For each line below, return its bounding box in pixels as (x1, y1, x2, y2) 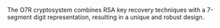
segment (7, 13, 32, 21)
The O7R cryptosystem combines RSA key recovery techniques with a (7, 6, 206, 14)
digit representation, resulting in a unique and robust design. (33, 13, 205, 21)
